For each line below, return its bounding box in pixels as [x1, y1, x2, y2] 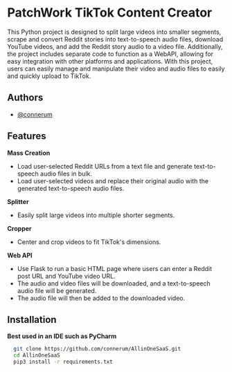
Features [7, 130, 46, 142]
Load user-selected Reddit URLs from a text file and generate [17, 162, 193, 170]
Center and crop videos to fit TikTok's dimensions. [17, 237, 161, 246]
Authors [7, 92, 44, 104]
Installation [7, 313, 57, 326]
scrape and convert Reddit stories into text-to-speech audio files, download [7, 35, 224, 43]
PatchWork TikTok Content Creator [7, 5, 213, 21]
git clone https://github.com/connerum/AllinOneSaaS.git [13, 346, 181, 353]
